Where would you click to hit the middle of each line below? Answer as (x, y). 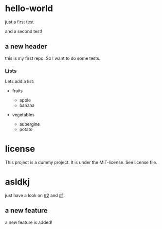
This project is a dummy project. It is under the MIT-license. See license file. (81, 162)
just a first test (19, 22)
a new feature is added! (29, 222)
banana (27, 105)
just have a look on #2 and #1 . (35, 195)
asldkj (18, 182)
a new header (26, 47)
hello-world (29, 8)
